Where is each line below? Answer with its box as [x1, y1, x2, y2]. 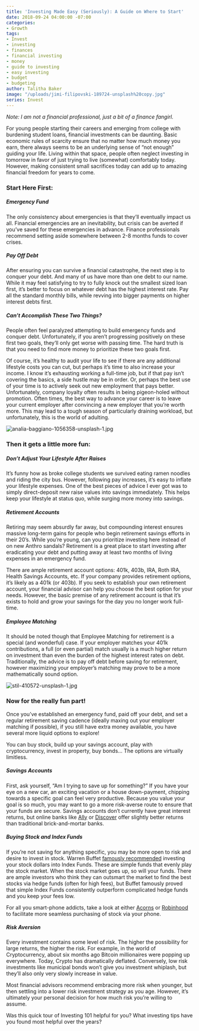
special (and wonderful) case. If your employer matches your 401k [6, 639, 168, 646]
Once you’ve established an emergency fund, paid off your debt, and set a [6, 710, 188, 717]
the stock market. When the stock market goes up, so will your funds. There [6, 867, 191, 874]
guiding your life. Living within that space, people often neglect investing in [6, 149, 190, 157]
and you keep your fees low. [6, 892, 75, 899]
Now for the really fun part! [6, 697, 86, 706]
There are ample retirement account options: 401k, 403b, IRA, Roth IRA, [6, 567, 181, 574]
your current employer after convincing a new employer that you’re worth [6, 401, 185, 408]
